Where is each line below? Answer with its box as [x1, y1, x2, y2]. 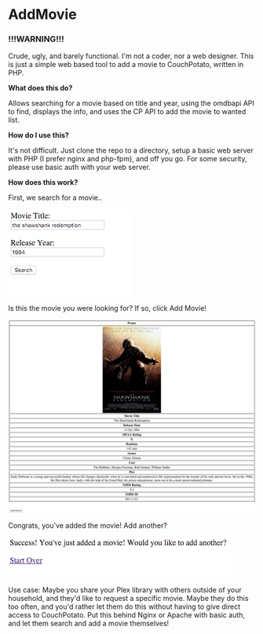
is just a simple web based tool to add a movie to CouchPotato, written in [8, 60, 244, 69]
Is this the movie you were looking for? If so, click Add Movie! [8, 304, 206, 313]
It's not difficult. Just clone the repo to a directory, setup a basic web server [8, 146, 254, 155]
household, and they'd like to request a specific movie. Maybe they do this [8, 594, 249, 603]
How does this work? [8, 178, 79, 187]
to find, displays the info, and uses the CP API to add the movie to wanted [8, 107, 247, 116]
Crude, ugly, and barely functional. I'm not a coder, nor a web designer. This [8, 51, 254, 61]
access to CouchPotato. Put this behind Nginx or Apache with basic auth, [8, 610, 246, 620]
